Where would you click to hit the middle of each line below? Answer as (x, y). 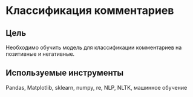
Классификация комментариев (90, 11)
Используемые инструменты (65, 73)
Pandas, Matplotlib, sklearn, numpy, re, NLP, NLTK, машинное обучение (97, 87)
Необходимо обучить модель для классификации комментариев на (94, 47)
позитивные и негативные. (40, 54)
